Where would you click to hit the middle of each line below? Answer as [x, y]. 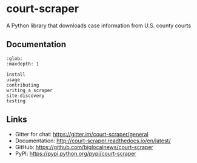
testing [16, 101]
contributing [23, 85]
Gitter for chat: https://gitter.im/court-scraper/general [82, 134]
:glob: [15, 58]
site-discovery [25, 96]
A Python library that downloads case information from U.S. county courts [99, 25]
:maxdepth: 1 [23, 64]
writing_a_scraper [29, 90]
